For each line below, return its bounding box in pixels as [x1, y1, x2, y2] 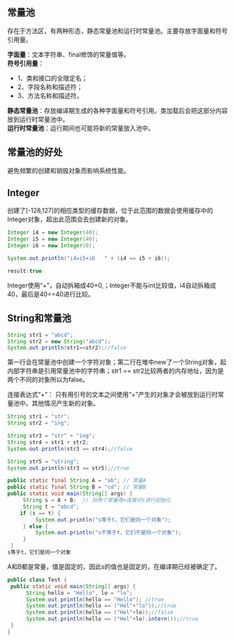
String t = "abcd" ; [22, 503, 80, 510]
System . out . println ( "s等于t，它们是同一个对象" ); [35, 516, 171, 524]
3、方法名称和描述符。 [17, 91, 83, 100]
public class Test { [7, 576, 68, 583]
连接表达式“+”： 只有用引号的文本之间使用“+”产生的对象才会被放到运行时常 [7, 390, 225, 399]
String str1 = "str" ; [7, 413, 71, 421]
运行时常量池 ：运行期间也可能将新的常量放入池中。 [7, 123, 155, 132]
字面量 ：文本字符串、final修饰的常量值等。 [7, 50, 131, 58]
